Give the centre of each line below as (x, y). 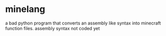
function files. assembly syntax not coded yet (52, 28)
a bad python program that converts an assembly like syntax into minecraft (83, 23)
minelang (25, 9)
